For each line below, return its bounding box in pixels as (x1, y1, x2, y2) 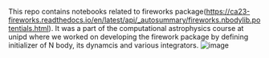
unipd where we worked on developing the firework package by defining (8, 32, 249, 41)
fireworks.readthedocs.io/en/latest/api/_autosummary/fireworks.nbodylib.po (8, 15, 261, 25)
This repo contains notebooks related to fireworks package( (8, 7, 206, 16)
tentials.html (8, 24, 50, 33)
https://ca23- (206, 7, 251, 16)
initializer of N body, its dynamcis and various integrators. (8, 41, 199, 50)
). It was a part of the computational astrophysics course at (48, 24, 244, 33)
